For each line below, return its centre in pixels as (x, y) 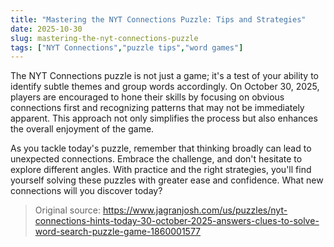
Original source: (68, 210)
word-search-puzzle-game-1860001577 (118, 232)
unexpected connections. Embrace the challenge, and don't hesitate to (156, 159)
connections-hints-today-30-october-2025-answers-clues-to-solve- (177, 221)
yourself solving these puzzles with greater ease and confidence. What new (167, 180)
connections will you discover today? (86, 191)
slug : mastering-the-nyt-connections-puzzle (104, 38)
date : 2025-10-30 (46, 29)
